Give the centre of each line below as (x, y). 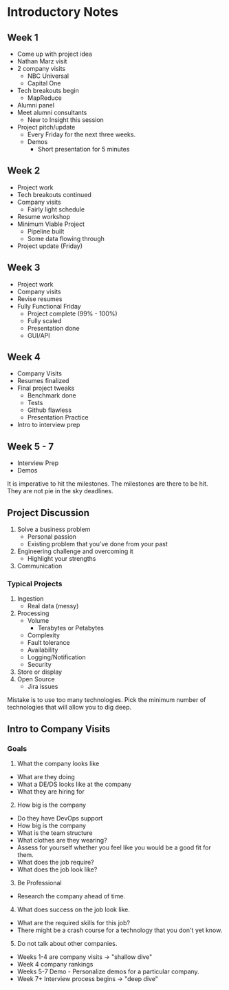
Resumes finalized (43, 381)
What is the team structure (55, 833)
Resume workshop (44, 216)
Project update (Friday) (50, 246)
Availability (43, 650)
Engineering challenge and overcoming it (75, 551)
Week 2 (24, 171)
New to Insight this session (66, 120)
